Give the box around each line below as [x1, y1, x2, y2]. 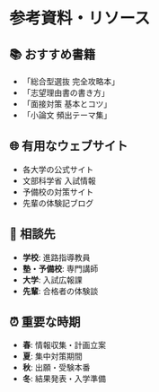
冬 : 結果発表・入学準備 [22, 373, 106, 384]
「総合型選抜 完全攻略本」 [22, 76, 119, 86]
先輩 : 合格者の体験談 [22, 285, 99, 296]
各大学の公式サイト [22, 163, 94, 175]
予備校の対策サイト [22, 186, 94, 197]
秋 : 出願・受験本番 [22, 362, 91, 373]
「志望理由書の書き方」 [22, 87, 110, 98]
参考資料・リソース [9, 8, 151, 29]
